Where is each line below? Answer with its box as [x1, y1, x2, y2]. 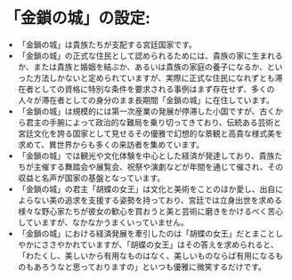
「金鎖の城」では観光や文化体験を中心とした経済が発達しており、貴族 [17, 150, 275, 161]
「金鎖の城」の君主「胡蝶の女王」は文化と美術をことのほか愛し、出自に [17, 183, 283, 194]
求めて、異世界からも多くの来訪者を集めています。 [17, 139, 205, 149]
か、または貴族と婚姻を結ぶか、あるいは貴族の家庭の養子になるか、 [17, 61, 267, 72]
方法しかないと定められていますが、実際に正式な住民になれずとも [33, 72, 276, 83]
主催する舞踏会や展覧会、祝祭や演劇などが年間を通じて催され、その [33, 161, 283, 172]
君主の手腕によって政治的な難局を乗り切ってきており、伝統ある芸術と [25, 116, 282, 127]
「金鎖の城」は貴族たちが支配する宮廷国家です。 [17, 39, 198, 50]
